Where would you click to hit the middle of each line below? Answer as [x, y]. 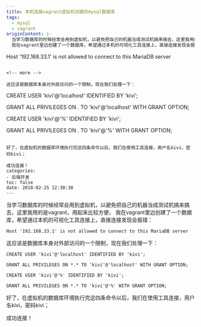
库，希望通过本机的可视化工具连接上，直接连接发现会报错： [80, 220]
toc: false [20, 183]
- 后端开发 [18, 177]
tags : [13, 17]
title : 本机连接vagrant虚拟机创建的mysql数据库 [61, 12]
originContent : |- [29, 34]
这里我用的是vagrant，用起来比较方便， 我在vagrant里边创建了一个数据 [104, 212]
